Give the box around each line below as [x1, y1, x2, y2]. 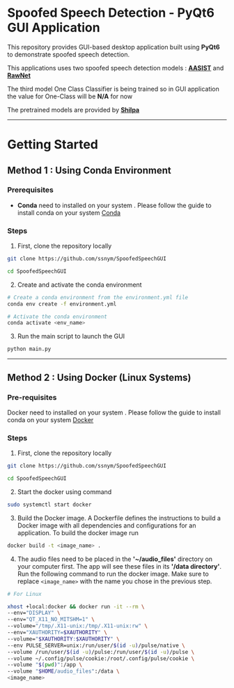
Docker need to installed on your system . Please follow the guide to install [7, 408, 221, 417]
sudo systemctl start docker [7, 501, 92, 508]
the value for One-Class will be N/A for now [7, 92, 133, 100]
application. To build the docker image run [17, 528, 139, 537]
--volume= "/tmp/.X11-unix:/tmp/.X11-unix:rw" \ [7, 622, 148, 629]
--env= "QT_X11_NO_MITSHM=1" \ [7, 616, 95, 623]
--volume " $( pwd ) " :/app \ [7, 661, 82, 668]
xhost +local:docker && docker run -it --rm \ [7, 603, 145, 610]
